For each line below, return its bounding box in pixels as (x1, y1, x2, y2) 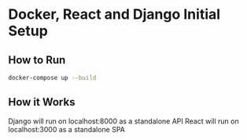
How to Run (8, 53, 66, 66)
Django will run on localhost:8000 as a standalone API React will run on (8, 116, 239, 126)
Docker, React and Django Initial (8, 5, 221, 23)
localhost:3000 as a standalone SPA (8, 124, 126, 134)
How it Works (8, 95, 76, 109)
